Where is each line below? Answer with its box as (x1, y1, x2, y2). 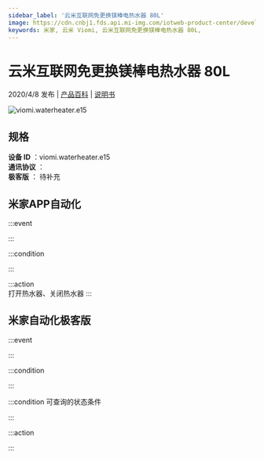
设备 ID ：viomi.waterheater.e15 (8, 152, 111, 162)
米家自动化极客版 (8, 314, 91, 327)
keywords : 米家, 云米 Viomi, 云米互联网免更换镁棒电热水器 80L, (8, 26, 202, 34)
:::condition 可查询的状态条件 (8, 397, 102, 406)
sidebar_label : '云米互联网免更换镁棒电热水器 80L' (8, 11, 164, 20)
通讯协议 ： (8, 162, 45, 172)
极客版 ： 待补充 (8, 172, 60, 181)
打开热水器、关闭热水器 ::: (8, 288, 93, 298)
